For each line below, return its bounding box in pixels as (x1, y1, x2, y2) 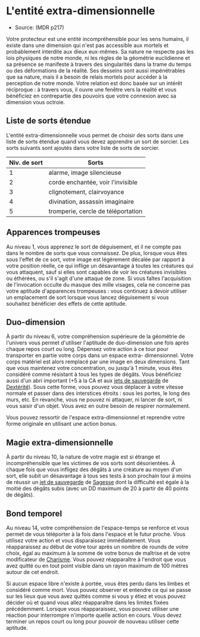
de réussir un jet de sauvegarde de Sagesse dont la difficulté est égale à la (6, 479, 189, 486)
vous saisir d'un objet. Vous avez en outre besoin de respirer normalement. (6, 403, 190, 410)
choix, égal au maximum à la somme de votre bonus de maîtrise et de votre (6, 550, 190, 557)
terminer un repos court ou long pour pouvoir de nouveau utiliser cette (6, 618, 180, 625)
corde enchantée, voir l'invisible (48, 178, 138, 186)
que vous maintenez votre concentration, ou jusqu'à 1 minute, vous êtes (6, 365, 183, 372)
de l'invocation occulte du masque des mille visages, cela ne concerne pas (6, 281, 190, 288)
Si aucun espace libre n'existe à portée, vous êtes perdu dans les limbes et (6, 580, 190, 587)
